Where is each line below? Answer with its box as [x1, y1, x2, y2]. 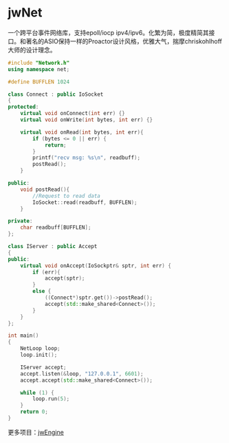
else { [32, 288, 52, 295]
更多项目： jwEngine [8, 428, 64, 436]
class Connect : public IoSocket [8, 91, 104, 98]
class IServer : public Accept [8, 243, 98, 250]
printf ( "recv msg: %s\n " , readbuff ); [32, 154, 140, 161]
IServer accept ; [20, 364, 67, 371]
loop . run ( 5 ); [32, 395, 70, 402]
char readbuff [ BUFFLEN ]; [20, 224, 91, 231]
